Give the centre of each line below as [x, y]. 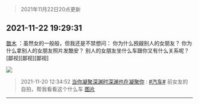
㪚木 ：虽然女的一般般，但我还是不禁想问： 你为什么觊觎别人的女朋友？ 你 [97, 43]
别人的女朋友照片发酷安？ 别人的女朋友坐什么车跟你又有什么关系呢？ [105, 50]
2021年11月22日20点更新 [51, 9]
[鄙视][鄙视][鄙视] [28, 58]
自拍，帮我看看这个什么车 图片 [58, 89]
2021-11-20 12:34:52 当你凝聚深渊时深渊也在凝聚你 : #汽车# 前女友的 [104, 82]
